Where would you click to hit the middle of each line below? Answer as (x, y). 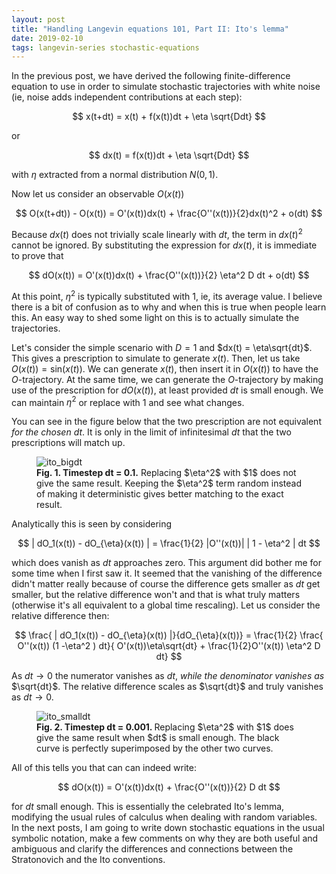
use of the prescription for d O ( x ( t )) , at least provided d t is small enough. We (167, 390)
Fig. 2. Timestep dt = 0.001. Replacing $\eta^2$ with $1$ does (165, 727)
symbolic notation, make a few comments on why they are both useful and (165, 838)
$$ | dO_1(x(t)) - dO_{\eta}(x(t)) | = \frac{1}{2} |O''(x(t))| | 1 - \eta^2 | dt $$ (169, 543)
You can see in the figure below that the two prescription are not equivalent (166, 422)
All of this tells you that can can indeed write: (104, 768)
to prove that (37, 255)
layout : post (38, 19)
